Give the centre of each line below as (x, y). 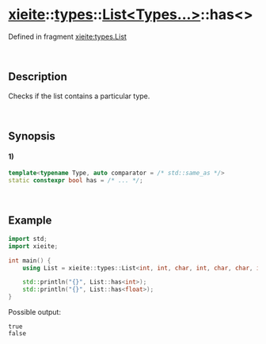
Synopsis (32, 136)
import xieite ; (33, 246)
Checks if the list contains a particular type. (79, 96)
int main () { (30, 260)
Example (30, 221)
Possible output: (35, 312)
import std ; (28, 239)
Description (38, 77)
